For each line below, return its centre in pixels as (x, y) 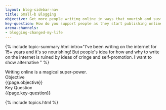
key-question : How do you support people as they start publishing (76, 23)
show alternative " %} (27, 62)
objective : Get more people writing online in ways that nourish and (78, 19)
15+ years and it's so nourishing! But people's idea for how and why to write (82, 52)
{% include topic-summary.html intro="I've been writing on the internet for (81, 47)
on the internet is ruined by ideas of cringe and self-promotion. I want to (79, 57)
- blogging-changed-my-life (34, 33)
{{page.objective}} (24, 82)
